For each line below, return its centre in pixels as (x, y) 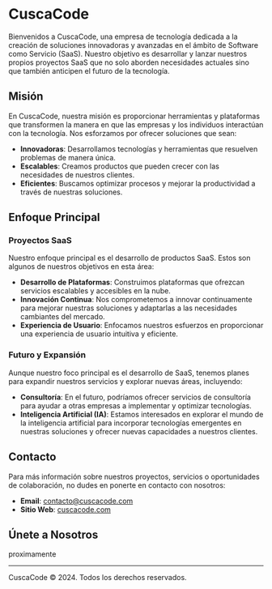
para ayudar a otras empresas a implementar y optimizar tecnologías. (136, 405)
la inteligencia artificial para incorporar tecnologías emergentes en (131, 423)
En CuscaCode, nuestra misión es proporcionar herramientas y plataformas (134, 116)
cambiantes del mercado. (62, 317)
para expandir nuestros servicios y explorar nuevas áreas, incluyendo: (125, 381)
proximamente (32, 554)
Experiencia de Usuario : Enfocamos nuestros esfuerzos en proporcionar (142, 326)
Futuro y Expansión (47, 355)
